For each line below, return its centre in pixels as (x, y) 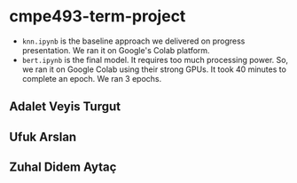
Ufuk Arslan (43, 136)
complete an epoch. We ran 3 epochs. (92, 78)
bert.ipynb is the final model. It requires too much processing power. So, (155, 60)
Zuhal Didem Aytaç (63, 167)
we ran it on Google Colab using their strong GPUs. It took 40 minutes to (154, 69)
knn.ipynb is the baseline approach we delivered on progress (133, 41)
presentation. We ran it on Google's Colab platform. (116, 50)
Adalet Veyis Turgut (65, 107)
